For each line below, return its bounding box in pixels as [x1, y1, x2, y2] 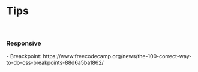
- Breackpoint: [6, 53, 42, 60]
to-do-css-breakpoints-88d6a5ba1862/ [6, 59, 104, 67]
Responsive [6, 39, 41, 47]
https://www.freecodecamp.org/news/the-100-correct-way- [43, 53, 192, 60]
